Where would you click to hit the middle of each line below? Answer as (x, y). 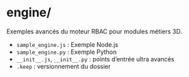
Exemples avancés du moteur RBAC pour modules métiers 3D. (94, 31)
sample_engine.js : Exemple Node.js (67, 44)
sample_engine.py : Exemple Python (66, 52)
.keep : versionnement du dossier (63, 66)
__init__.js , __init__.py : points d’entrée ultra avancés (95, 59)
